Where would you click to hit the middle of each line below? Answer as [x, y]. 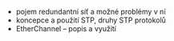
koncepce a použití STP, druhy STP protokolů [91, 20]
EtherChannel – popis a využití [66, 29]
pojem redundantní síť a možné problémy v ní [91, 12]
